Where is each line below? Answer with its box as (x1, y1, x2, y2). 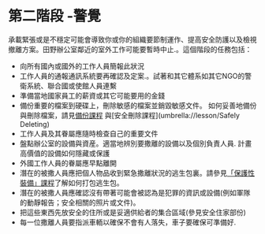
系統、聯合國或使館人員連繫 (26, 80, 117, 91)
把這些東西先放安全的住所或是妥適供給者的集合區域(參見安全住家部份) (19, 207, 247, 217)
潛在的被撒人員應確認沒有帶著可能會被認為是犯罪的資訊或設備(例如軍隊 (19, 188, 251, 197)
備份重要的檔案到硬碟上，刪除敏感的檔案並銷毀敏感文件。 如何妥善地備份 (19, 100, 257, 110)
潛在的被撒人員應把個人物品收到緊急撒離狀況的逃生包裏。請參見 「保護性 (19, 168, 255, 177)
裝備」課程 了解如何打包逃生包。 (19, 178, 124, 188)
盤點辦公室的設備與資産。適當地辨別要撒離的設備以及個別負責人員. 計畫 (19, 139, 252, 148)
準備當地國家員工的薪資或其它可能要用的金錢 (19, 91, 166, 100)
